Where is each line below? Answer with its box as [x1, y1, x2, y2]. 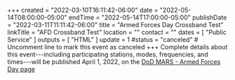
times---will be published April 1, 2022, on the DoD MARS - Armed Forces [7, 58, 221, 65]
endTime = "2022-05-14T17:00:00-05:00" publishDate [68, 13, 227, 22]
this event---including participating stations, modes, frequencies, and [7, 50, 208, 58]
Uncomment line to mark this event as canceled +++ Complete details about [7, 43, 228, 51]
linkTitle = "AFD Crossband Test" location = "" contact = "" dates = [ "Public [7, 28, 227, 36]
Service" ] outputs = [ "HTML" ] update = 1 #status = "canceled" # [7, 35, 199, 44]
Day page [7, 65, 35, 73]
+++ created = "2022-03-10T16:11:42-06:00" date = [7, 6, 159, 14]
